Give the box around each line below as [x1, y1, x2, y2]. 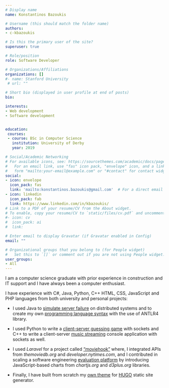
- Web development [5, 109, 44, 114]
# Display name [5, 7, 37, 13]
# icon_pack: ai [5, 220, 42, 225]
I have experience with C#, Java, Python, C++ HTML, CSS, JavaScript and [5, 290, 159, 297]
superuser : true [5, 44, 39, 49]
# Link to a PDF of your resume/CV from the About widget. [5, 206, 132, 211]
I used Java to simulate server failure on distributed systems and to [12, 305, 152, 312]
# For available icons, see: [5, 159, 66, 164]
